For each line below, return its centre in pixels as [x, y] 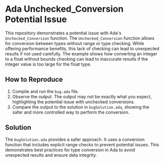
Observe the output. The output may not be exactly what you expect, [82, 96]
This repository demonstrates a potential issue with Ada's [63, 33]
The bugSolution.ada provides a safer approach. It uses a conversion [75, 139]
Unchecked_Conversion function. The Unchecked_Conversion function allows [80, 38]
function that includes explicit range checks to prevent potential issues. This [82, 144]
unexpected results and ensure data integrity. [51, 155]
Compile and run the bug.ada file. [45, 91]
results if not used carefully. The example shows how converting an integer [81, 54]
